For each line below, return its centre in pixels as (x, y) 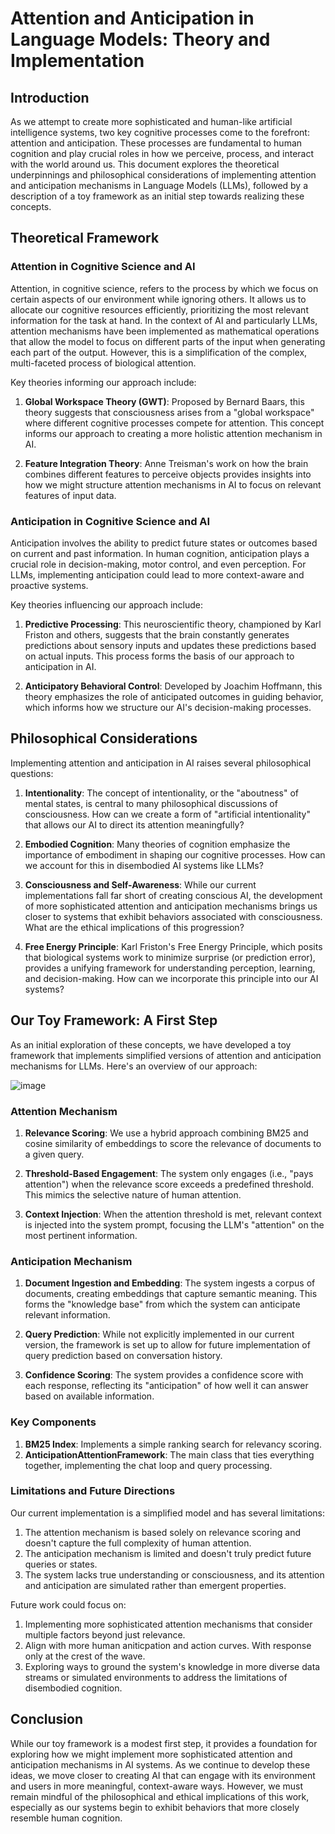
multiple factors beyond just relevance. (105, 1634)
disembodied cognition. (73, 1688)
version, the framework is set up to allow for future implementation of (167, 1345)
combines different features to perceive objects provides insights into (168, 474)
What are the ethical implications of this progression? (134, 927)
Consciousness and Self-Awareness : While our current (140, 884)
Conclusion (47, 1719)
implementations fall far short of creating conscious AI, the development (173, 895)
